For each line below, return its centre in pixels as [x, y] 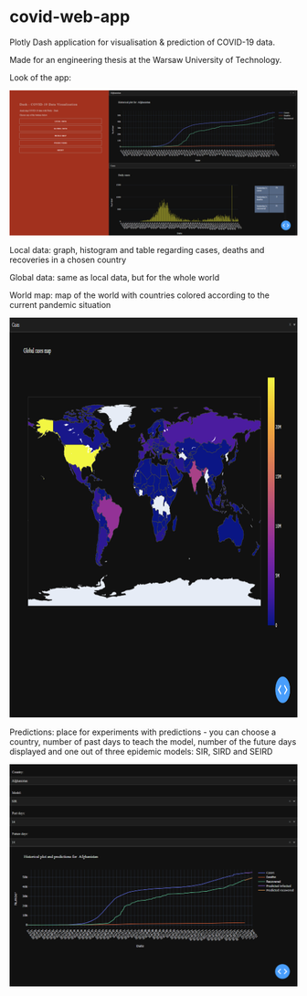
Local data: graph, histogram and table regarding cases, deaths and [137, 249]
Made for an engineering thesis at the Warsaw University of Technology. [146, 59]
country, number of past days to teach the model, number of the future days [153, 741]
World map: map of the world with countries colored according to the [139, 295]
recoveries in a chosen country [68, 260]
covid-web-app [70, 17]
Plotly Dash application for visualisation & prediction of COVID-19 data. [143, 42]
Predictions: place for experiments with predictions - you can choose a [143, 732]
